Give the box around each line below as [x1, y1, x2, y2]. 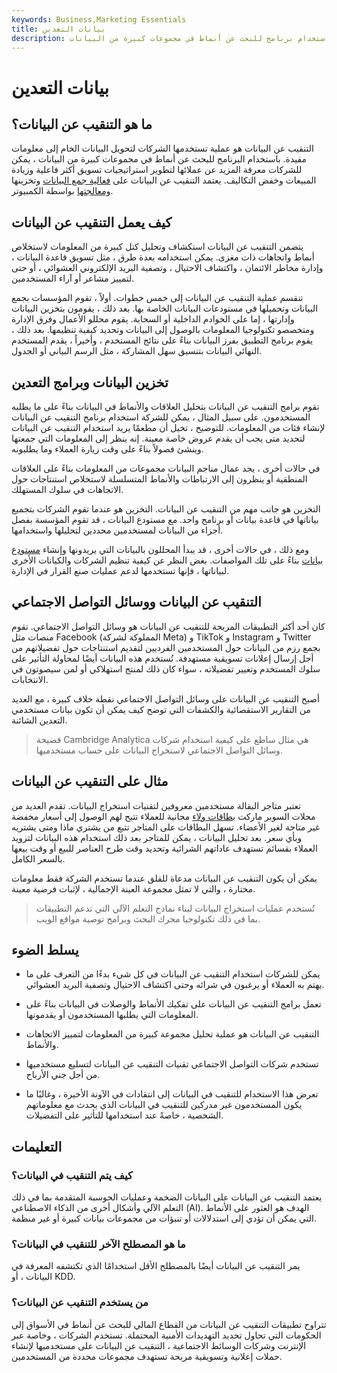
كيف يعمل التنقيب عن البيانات [11, 214, 173, 231]
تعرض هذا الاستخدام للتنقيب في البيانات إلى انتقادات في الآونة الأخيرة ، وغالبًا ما [25, 1088, 319, 1100]
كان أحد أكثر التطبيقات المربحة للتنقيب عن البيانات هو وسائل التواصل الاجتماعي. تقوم [11, 620, 326, 632]
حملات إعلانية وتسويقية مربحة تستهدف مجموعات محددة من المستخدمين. [11, 1350, 283, 1362]
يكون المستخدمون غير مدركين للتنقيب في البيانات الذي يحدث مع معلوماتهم [25, 1099, 303, 1111]
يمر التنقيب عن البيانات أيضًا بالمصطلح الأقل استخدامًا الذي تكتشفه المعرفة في [11, 1260, 301, 1272]
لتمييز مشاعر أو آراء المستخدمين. [11, 272, 135, 285]
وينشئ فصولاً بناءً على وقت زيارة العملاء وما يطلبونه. [11, 443, 204, 455]
